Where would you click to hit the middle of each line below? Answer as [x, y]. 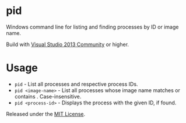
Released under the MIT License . [46, 114]
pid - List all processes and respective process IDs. [76, 84]
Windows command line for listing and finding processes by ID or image [92, 27]
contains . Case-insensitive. [48, 96]
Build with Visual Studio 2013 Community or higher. [68, 44]
